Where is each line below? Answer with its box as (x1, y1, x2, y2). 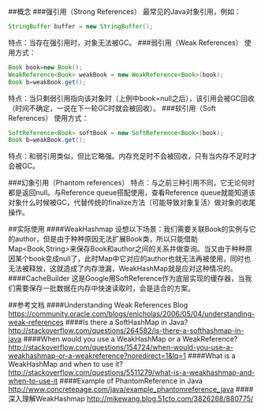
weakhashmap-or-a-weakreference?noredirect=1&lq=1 (8, 351, 187, 361)
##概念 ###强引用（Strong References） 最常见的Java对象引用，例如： (8, 7, 242, 16)
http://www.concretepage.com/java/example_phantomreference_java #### (8, 385, 254, 394)
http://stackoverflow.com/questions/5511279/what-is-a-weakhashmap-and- (8, 368, 256, 377)
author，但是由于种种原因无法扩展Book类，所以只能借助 (14, 234, 199, 244)
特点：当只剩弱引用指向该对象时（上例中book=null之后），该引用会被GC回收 (8, 93, 255, 103)
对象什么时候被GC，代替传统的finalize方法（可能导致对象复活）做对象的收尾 (8, 198, 256, 207)
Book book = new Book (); (8, 63, 83, 71)
